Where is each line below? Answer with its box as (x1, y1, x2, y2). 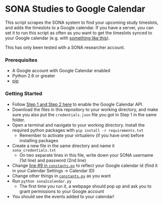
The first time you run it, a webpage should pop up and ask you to (19, 183, 152, 189)
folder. (12, 117, 25, 123)
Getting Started (5, 90, 42, 97)
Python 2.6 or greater (12, 73, 55, 79)
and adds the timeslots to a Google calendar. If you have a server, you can (5, 24, 154, 30)
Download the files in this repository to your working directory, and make (12, 106, 158, 112)
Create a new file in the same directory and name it (12, 143, 115, 148)
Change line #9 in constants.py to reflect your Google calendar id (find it (12, 162, 158, 168)
